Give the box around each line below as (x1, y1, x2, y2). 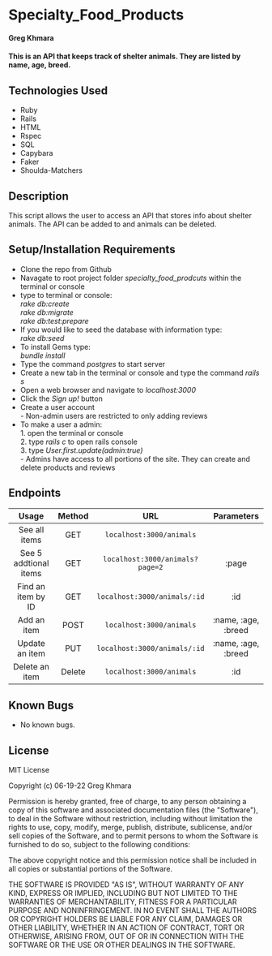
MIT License (8, 765, 50, 775)
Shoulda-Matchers (19, 166, 83, 175)
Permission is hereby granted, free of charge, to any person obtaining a (8, 797, 247, 807)
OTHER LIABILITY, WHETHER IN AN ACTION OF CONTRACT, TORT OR (8, 923, 244, 932)
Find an (17, 580, 46, 592)
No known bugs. (19, 720, 75, 730)
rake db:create (19, 299, 70, 308)
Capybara (19, 149, 53, 158)
